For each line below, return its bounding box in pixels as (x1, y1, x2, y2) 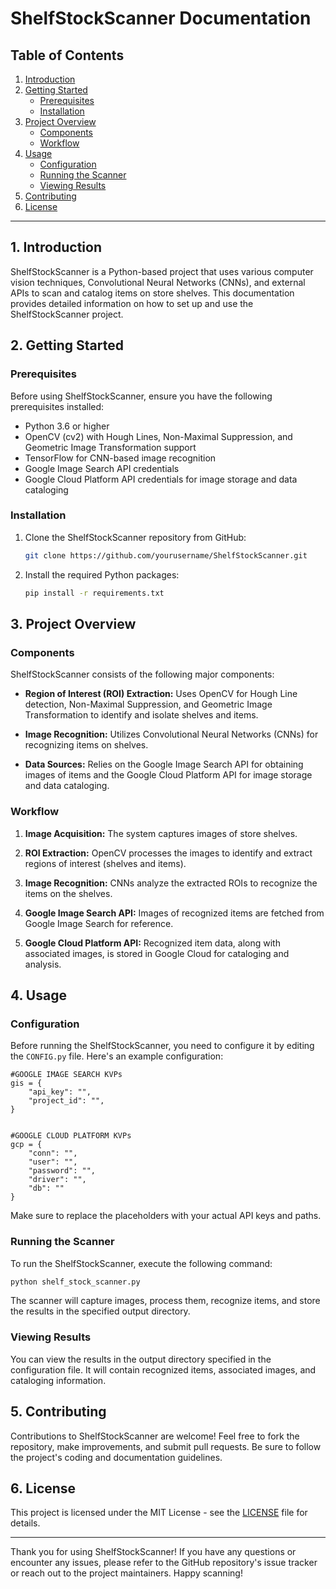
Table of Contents (10, 47, 125, 64)
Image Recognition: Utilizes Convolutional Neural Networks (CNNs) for (24, 728, 319, 741)
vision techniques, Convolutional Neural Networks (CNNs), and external (10, 276, 306, 288)
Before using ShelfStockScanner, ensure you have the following (10, 390, 273, 402)
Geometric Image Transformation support (24, 441, 197, 453)
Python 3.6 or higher (24, 420, 110, 432)
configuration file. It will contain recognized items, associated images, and (10, 1363, 317, 1376)
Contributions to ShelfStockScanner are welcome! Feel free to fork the (10, 1430, 300, 1442)
